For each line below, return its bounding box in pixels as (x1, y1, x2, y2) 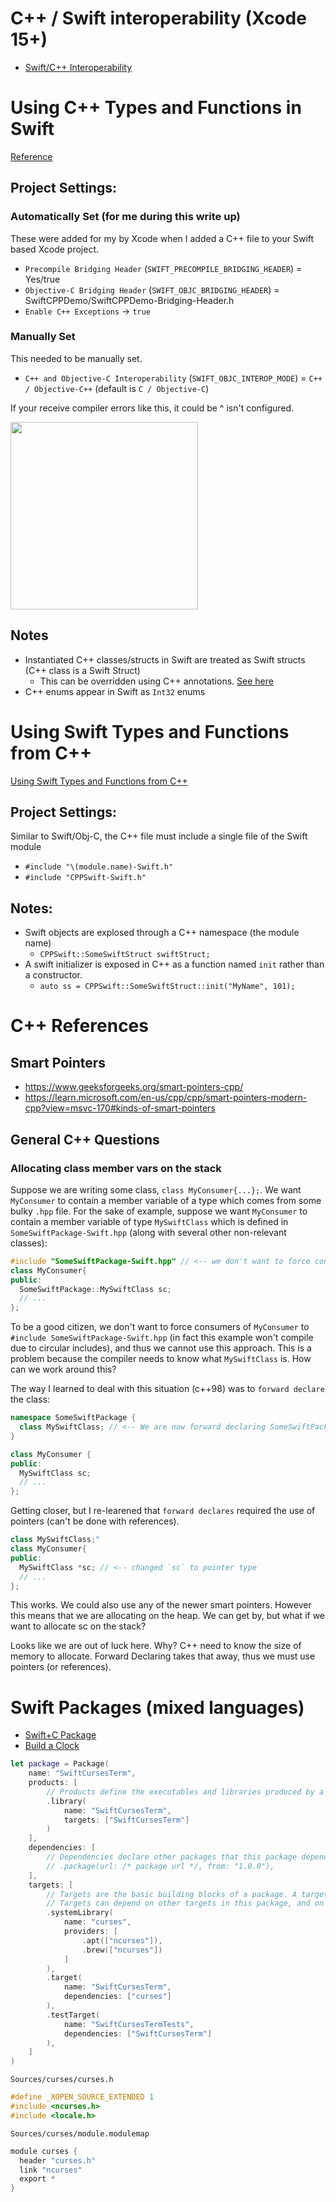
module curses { (10, 2146, 78, 2156)
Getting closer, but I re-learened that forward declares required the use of (10, 1505, 316, 1517)
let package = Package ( (10, 1759, 110, 1769)
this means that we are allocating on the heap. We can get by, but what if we (10, 1610, 326, 1622)
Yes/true (24, 273, 61, 285)
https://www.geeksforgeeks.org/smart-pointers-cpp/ (24, 1081, 244, 1093)
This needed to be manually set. (10, 352, 143, 364)
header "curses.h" (19, 2155, 97, 2166)
